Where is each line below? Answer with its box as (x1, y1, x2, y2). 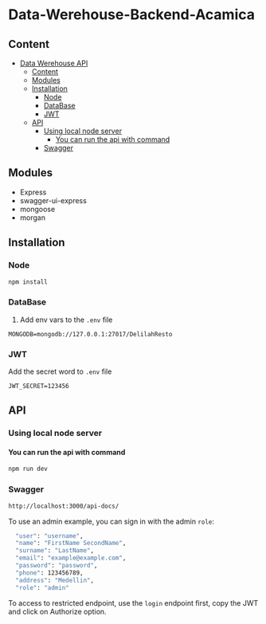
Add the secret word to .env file (8, 367, 112, 376)
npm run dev (8, 465, 48, 473)
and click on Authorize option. (8, 606, 107, 616)
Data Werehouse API (19, 58, 88, 68)
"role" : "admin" (15, 583, 69, 591)
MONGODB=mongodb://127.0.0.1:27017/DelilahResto (8, 330, 173, 338)
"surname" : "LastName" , (15, 547, 94, 555)
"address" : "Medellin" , (15, 576, 94, 584)
